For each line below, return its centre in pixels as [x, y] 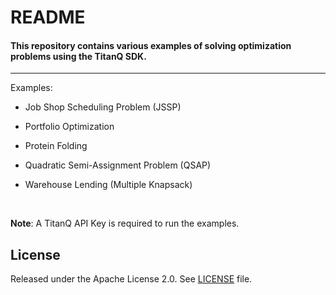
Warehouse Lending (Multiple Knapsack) [108, 185]
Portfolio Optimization [69, 127]
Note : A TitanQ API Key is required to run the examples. [125, 223]
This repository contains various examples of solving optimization [151, 45]
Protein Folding [56, 146]
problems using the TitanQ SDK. [78, 56]
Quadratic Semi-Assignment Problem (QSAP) [118, 165]
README [48, 17]
